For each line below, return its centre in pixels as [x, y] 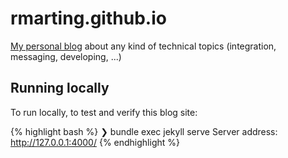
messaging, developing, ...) [66, 56]
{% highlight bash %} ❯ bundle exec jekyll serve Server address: [144, 131]
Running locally [60, 88]
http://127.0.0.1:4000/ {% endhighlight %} [95, 142]
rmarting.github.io [88, 18]
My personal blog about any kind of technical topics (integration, [143, 46]
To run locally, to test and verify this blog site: [104, 112]
